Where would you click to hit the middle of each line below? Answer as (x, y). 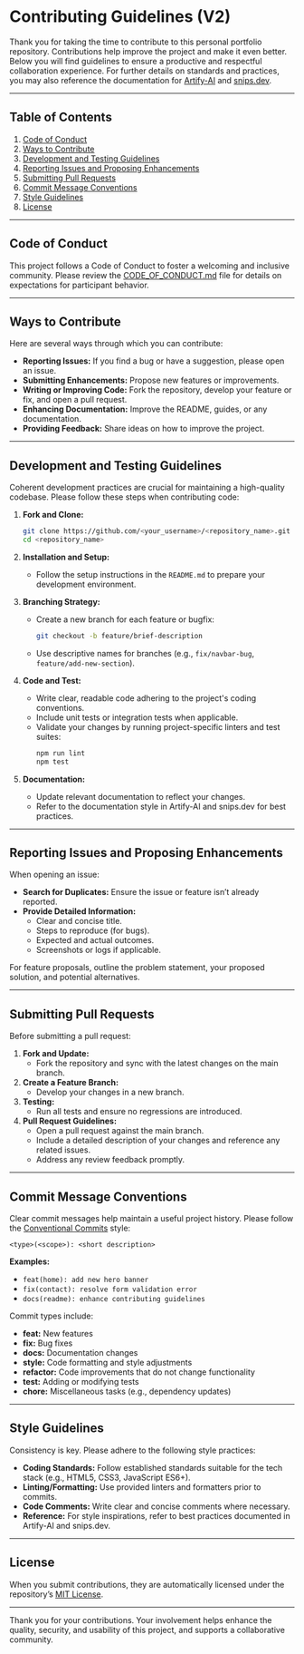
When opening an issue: (54, 875)
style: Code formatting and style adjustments (107, 1362)
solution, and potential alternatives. (75, 978)
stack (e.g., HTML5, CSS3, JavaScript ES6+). (107, 1477)
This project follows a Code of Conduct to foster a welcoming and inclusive (149, 266)
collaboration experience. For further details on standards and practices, (145, 71)
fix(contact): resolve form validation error (109, 1289)
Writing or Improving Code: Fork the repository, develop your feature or (157, 390)
